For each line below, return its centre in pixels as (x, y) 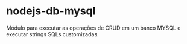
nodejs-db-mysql (51, 11)
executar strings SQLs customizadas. (52, 34)
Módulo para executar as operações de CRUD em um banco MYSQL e (93, 28)
